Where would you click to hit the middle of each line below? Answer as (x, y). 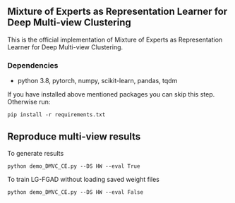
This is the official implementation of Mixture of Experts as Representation (115, 39)
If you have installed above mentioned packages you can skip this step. (111, 94)
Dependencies (33, 65)
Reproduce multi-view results (74, 136)
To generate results (36, 153)
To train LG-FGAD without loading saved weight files (84, 179)
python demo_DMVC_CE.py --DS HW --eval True (74, 166)
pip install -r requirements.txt (56, 115)
